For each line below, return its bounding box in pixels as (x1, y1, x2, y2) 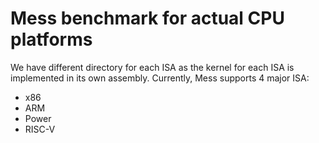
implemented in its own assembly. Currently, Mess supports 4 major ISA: (10, 72, 310, 84)
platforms (10, 28, 93, 51)
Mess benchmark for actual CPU (10, 7, 285, 30)
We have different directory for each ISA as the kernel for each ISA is (10, 61, 295, 73)
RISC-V (24, 123, 56, 135)
